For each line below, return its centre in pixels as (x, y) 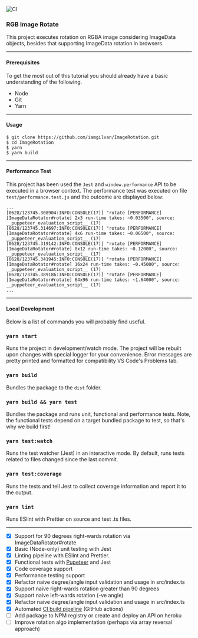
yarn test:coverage (34, 474)
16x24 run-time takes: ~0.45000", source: (128, 264)
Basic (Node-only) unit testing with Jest (63, 548)
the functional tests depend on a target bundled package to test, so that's (95, 420)
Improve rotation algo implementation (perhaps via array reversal (93, 622)
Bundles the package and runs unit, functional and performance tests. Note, (98, 414)
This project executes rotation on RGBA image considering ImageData (91, 37)
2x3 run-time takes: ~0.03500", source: (125, 218)
